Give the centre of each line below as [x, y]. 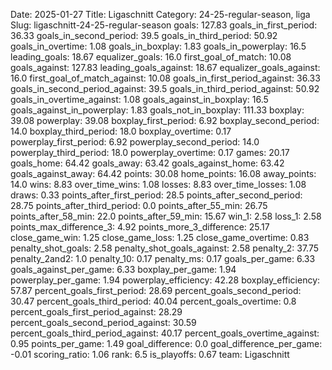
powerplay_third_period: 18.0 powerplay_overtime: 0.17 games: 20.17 [150, 152]
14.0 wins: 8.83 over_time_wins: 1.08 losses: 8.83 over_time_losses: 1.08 [158, 184]
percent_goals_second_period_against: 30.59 [103, 322]
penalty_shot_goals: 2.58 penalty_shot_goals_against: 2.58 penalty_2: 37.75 [165, 248]
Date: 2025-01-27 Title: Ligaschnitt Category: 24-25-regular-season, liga [160, 14]
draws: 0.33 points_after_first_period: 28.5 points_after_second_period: [156, 195]
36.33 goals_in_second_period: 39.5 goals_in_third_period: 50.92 [144, 35]
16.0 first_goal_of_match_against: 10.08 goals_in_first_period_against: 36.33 [165, 78]
